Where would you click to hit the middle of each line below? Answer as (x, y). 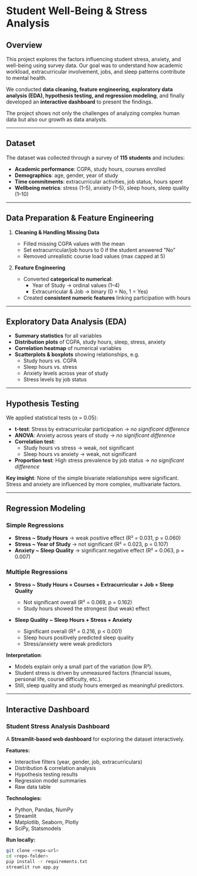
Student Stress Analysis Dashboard (58, 726)
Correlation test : (35, 442)
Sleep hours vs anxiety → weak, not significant (80, 454)
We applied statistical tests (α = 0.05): (52, 418)
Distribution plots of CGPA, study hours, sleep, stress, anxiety (90, 342)
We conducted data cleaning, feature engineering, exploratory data (89, 89)
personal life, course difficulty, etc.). (58, 679)
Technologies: (24, 798)
